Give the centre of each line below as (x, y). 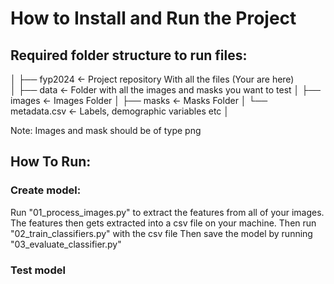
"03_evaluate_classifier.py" (66, 244)
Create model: (46, 190)
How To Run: (51, 162)
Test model (38, 270)
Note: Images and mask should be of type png (106, 130)
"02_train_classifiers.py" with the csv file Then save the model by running (161, 233)
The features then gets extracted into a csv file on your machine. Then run (163, 223)
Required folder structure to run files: (129, 55)
